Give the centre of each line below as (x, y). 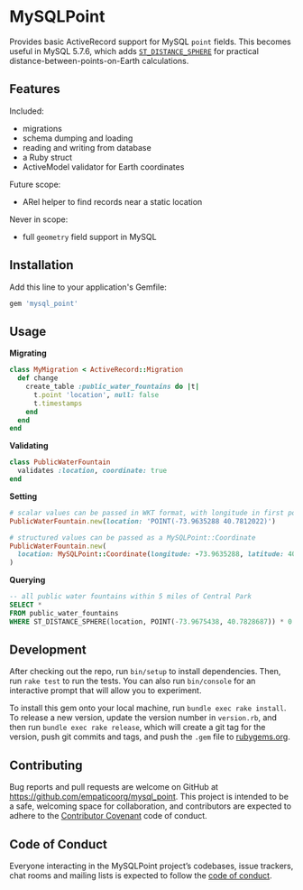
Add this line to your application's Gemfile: (88, 287)
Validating (29, 446)
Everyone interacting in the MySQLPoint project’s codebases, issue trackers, (151, 866)
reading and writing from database (87, 147)
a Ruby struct (47, 157)
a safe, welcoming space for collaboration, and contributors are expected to (150, 806)
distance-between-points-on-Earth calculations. (99, 60)
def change (38, 378)
